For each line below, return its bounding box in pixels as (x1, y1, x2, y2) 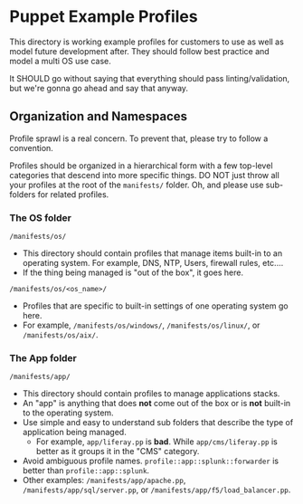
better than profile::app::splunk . (22, 465, 150, 476)
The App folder (9, 351, 77, 364)
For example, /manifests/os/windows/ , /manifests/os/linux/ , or (22, 319, 260, 331)
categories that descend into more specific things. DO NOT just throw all (9, 169, 280, 180)
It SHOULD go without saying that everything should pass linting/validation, (9, 72, 290, 83)
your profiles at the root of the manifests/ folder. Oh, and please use (9, 179, 264, 190)
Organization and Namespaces (9, 109, 188, 124)
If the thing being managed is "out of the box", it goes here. (22, 267, 244, 278)
